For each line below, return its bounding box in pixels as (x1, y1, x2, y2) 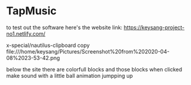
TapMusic (6, 4, 57, 18)
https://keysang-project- (124, 24, 185, 31)
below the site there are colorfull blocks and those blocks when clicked (6, 65, 183, 73)
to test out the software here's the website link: (6, 24, 123, 31)
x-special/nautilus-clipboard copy (6, 42, 90, 49)
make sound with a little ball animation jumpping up (6, 72, 133, 79)
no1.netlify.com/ (6, 30, 46, 37)
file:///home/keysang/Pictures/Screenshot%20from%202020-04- (6, 48, 170, 55)
